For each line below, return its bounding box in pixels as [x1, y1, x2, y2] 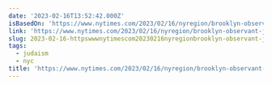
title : [8, 65, 31, 73]
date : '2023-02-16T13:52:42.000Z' [8, 11, 125, 20]
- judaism [15, 49, 49, 57]
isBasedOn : [8, 19, 45, 28]
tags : [8, 42, 27, 50]
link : [8, 27, 27, 35]
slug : [8, 34, 27, 43]
